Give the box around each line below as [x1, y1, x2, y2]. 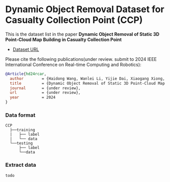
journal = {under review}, [10, 85, 81, 91]
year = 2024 [10, 95, 56, 100]
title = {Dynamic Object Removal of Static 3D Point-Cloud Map [10, 81, 165, 86]
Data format [5, 112, 36, 119]
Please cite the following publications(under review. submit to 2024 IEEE [5, 56, 157, 62]
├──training [10, 128, 36, 133]
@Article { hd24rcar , [5, 71, 47, 77]
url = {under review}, [10, 90, 81, 95]
